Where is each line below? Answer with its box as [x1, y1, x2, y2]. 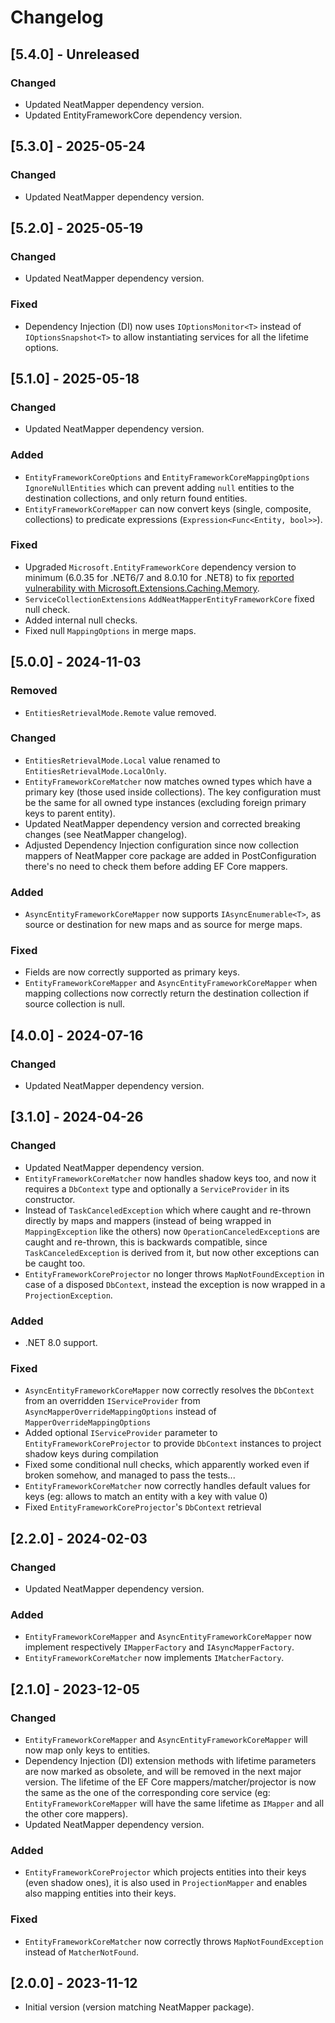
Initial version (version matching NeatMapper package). [24, 2001, 255, 2013]
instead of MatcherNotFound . [24, 1946, 139, 1958]
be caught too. [24, 1257, 86, 1269]
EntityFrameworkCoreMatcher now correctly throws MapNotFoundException [24, 1935, 324, 1947]
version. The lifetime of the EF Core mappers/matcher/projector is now [24, 1776, 317, 1788]
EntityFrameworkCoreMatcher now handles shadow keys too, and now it [24, 1172, 317, 1184]
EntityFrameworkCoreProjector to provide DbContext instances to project [24, 1437, 322, 1450]
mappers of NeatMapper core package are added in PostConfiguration [24, 849, 317, 861]
